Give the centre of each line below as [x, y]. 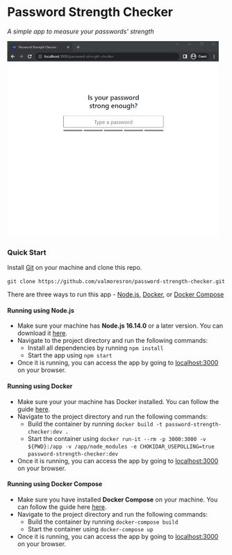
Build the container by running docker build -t [95, 424]
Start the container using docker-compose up [90, 529]
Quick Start [27, 252]
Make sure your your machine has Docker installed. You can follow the [118, 401]
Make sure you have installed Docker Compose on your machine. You [117, 499]
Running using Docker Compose [55, 484]
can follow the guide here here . [62, 507]
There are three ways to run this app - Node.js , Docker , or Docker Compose [116, 295]
